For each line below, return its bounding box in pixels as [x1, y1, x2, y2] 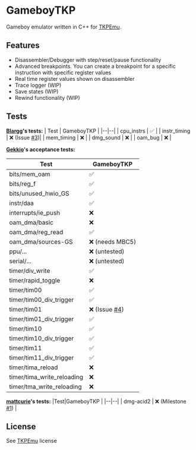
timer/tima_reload [9, 363, 58, 372]
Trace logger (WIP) [14, 81, 62, 89]
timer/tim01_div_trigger [9, 314, 74, 323]
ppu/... [9, 247, 27, 256]
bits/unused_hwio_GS [9, 189, 69, 197]
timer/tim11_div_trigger [9, 353, 74, 361]
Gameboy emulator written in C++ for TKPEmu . [6, 23, 122, 30]
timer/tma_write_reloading [9, 382, 82, 391]
